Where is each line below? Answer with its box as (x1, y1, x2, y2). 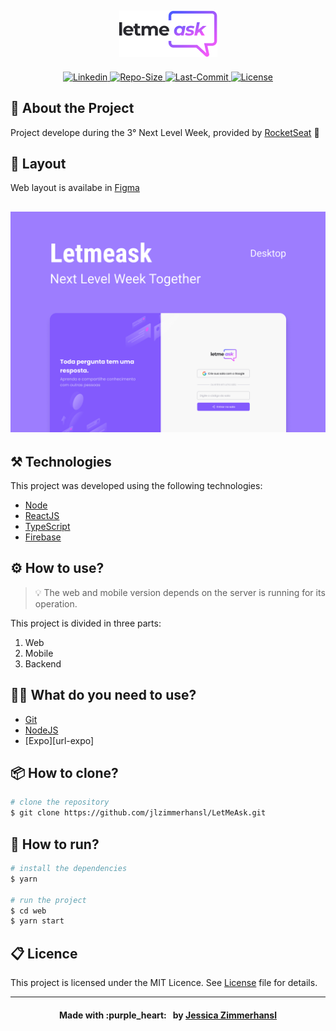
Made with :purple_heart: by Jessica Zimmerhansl (59, 1009, 277, 1021)
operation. (34, 597, 78, 610)
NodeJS (24, 724, 59, 736)
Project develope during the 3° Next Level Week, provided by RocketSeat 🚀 (10, 126, 320, 138)
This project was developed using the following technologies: (10, 480, 263, 492)
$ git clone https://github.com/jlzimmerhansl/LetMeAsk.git (10, 808, 267, 818)
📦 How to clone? (10, 765, 119, 782)
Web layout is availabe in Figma (10, 182, 140, 194)
